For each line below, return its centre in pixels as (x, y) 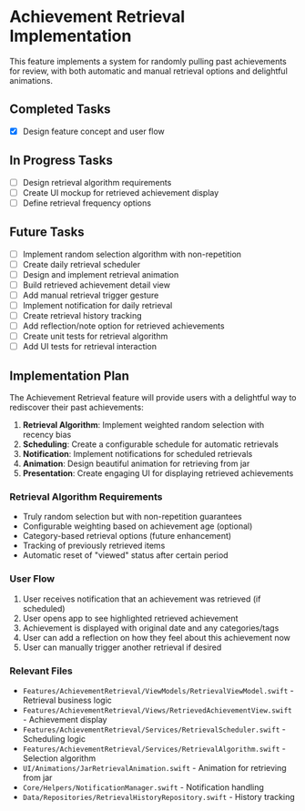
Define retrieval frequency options (87, 203)
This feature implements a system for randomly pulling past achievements (148, 61)
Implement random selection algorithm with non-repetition (132, 254)
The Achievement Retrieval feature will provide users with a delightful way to (153, 398)
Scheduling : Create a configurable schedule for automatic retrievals (151, 444)
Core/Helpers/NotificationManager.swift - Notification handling (143, 787)
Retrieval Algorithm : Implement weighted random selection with (143, 425)
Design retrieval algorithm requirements (97, 182)
